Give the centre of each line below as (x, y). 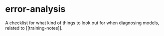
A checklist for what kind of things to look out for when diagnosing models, (82, 23)
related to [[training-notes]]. (34, 28)
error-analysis (35, 9)
